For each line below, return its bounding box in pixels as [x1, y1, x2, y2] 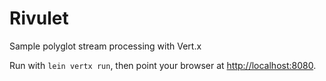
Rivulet [9, 7, 69, 30]
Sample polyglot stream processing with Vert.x [9, 40, 202, 52]
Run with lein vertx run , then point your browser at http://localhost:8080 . [9, 59, 317, 71]
